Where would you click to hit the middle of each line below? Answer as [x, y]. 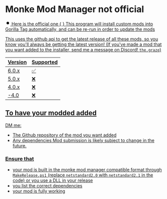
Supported [45, 62]
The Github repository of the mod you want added [64, 135]
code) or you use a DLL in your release [53, 180]
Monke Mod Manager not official [75, 9]
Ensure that [20, 159]
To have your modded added [51, 113]
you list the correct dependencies [47, 186]
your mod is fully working [39, 191]
